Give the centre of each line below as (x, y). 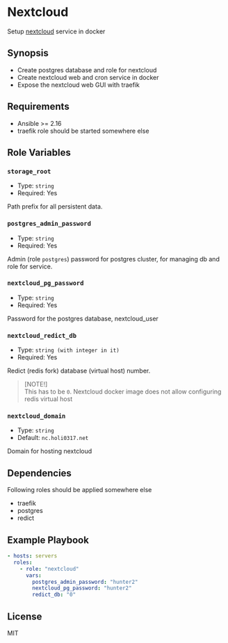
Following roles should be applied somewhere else (80, 490)
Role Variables (39, 153)
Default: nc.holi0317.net (53, 438)
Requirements (38, 107)
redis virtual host (48, 399)
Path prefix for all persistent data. (55, 206)
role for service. (30, 266)
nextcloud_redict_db (42, 335)
